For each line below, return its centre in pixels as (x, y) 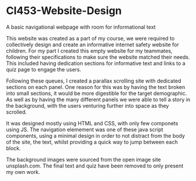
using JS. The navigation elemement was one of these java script (85, 129)
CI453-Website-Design (64, 11)
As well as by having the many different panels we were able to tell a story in (98, 99)
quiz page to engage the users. (44, 69)
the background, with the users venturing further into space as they (87, 105)
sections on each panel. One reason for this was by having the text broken (96, 87)
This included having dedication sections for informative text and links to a (96, 63)
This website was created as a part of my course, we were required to (90, 38)
